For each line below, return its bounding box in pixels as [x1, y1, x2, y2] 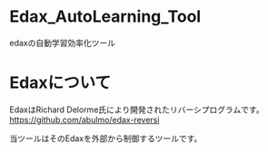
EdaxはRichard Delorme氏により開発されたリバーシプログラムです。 [9, 104, 265, 115]
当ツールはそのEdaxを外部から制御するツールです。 [9, 133, 203, 144]
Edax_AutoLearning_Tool [9, 6, 202, 27]
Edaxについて [9, 72, 112, 93]
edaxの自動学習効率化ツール [9, 37, 116, 48]
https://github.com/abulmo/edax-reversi [9, 114, 160, 125]
